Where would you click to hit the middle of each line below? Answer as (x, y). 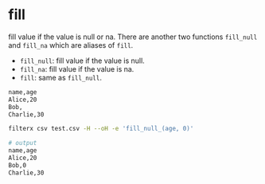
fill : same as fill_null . (60, 77)
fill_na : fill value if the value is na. (77, 69)
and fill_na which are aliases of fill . (71, 45)
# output (23, 143)
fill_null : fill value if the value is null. (82, 61)
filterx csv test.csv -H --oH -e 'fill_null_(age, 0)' (101, 129)
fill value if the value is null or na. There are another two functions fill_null (133, 37)
